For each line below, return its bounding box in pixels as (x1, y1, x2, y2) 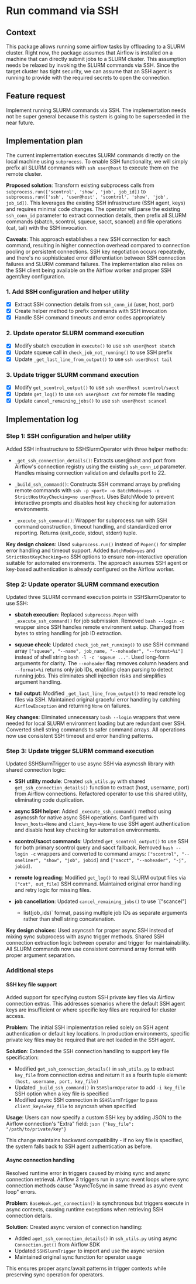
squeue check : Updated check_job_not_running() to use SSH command (14, 641, 189, 648)
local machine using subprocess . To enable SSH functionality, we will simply (6, 158, 188, 165)
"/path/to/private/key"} (6, 1126, 67, 1132)
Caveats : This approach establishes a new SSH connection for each (6, 236, 171, 243)
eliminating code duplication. (14, 796, 85, 803)
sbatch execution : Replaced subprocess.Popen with (14, 611, 139, 618)
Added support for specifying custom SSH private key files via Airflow (6, 994, 175, 1001)
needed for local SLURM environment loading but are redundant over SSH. (6, 720, 186, 727)
